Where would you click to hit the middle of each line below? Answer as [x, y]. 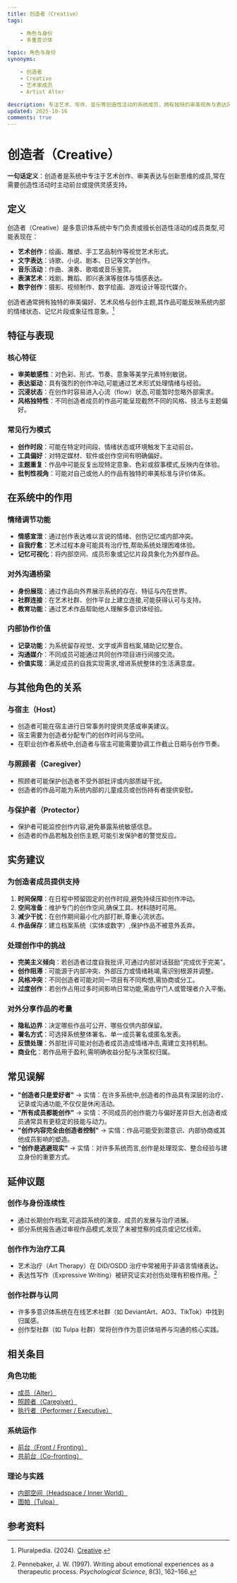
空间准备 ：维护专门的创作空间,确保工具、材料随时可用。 [99, 907]
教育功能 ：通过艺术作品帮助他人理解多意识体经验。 [92, 608]
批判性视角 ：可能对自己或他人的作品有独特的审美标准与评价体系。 [113, 473]
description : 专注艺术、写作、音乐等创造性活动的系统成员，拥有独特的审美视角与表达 [117, 104]
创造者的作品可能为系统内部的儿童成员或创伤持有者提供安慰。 [107, 790]
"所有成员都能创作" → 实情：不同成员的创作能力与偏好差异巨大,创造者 [119, 1113]
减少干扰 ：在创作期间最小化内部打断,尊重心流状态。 [92, 916]
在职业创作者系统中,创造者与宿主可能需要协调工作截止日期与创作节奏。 [120, 744]
